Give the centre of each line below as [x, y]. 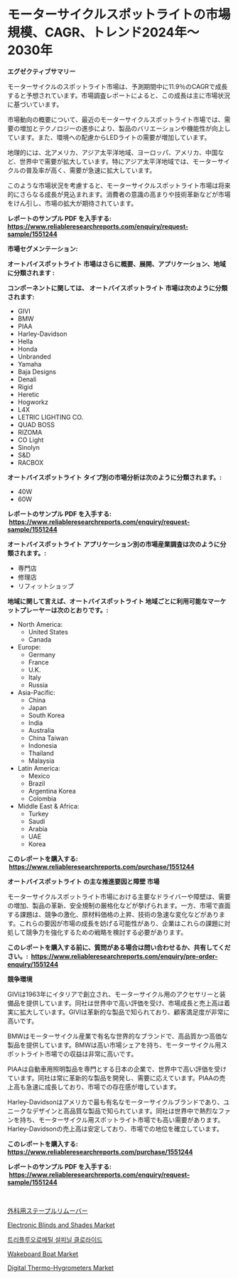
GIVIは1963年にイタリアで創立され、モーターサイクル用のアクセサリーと [114, 994]
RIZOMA [30, 432]
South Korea [47, 715]
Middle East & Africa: [48, 806]
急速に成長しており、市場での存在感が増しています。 [103, 1087]
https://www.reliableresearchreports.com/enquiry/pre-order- [124, 956]
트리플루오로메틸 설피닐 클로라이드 [55, 1239]
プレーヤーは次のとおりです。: [64, 610]
